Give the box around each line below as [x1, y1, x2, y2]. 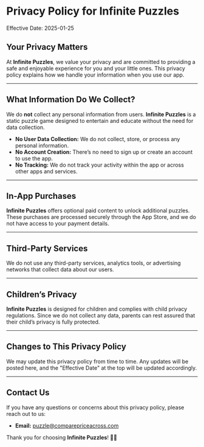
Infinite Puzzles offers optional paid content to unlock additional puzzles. [6, 207, 190, 214]
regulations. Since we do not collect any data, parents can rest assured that [6, 312, 195, 319]
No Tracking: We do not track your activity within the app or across [15, 161, 184, 168]
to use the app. [15, 154, 53, 162]
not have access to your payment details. [6, 220, 109, 227]
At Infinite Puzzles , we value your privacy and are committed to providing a [6, 58, 195, 65]
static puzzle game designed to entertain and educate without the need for [6, 117, 194, 124]
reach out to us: [6, 410, 46, 417]
